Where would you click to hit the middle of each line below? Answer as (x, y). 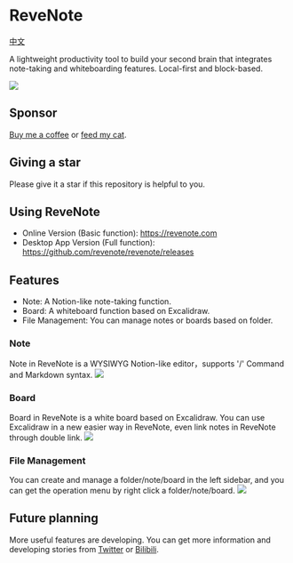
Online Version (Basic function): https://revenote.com (119, 233)
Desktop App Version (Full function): (88, 243)
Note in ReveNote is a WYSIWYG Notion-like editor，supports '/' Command (146, 364)
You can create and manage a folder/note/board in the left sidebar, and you (147, 480)
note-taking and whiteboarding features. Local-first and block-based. (136, 68)
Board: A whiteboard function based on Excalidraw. (116, 311)
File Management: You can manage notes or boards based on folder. (147, 320)
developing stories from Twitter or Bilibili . (84, 549)
